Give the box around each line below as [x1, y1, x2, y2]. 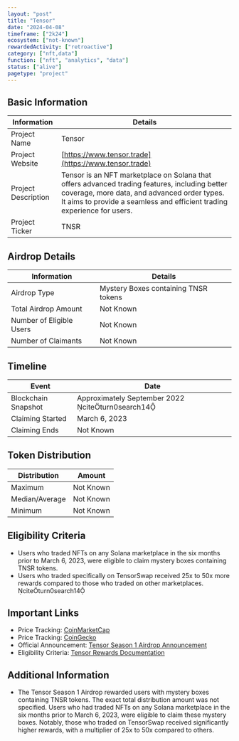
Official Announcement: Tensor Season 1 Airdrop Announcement [17, 641, 208, 649]
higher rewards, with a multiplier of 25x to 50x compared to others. [17, 726, 215, 735]
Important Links [7, 607, 80, 619]
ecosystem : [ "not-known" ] [7, 37, 84, 44]
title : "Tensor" [7, 17, 55, 24]
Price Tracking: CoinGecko [17, 634, 97, 642]
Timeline [7, 360, 48, 372]
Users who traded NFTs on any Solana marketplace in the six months [17, 548, 221, 557]
